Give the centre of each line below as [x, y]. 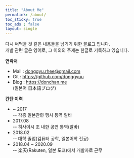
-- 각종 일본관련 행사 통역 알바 [42, 115]
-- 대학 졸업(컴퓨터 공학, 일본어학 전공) [51, 139]
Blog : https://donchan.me [40, 82]
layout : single [21, 29]
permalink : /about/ [26, 15]
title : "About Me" [25, 10]
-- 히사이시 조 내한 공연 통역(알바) [46, 127]
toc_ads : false [22, 24]
